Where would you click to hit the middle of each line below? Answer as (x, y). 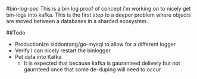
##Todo (16, 33)
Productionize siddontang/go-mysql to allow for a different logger (95, 44)
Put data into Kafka (38, 57)
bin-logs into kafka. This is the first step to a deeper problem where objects (99, 15)
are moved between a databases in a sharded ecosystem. (77, 21)
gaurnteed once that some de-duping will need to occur (92, 69)
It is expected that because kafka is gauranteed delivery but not (102, 63)
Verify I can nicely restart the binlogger (63, 50)
